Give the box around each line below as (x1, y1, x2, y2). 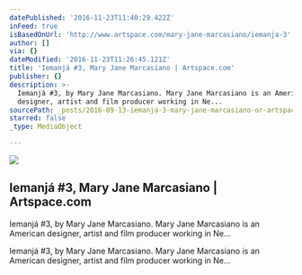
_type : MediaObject (9, 123, 83, 132)
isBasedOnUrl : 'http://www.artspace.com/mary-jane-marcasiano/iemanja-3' (9, 30, 292, 39)
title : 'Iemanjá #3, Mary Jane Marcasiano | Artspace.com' (9, 64, 235, 73)
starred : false (9, 114, 67, 123)
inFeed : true (9, 22, 58, 31)
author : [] (9, 38, 50, 48)
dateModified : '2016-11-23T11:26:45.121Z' (9, 55, 171, 64)
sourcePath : (9, 105, 54, 115)
